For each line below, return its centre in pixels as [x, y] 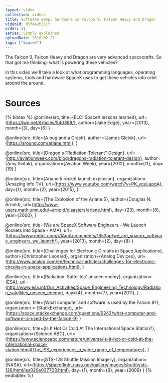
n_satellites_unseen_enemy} [34, 292]
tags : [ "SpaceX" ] [23, 43]
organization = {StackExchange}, [39, 307]
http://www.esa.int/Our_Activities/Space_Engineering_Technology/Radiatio [84, 287]
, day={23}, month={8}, [136, 210]
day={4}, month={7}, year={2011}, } [102, 292]
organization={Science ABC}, [36, 334]
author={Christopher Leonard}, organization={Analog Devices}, [71, 256]
